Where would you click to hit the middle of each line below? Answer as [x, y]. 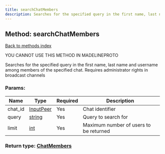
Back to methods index [28, 46]
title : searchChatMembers [31, 10]
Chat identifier [99, 109]
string [36, 117]
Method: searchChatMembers [52, 34]
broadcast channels [25, 75]
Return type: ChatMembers [39, 146]
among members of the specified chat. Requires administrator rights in [77, 70]
